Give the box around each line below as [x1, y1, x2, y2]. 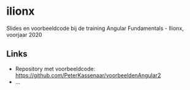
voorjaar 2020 [6, 31, 42, 38]
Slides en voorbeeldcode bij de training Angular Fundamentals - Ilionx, [6, 24, 184, 32]
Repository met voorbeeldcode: [15, 65, 96, 72]
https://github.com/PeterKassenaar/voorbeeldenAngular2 [15, 72, 161, 79]
